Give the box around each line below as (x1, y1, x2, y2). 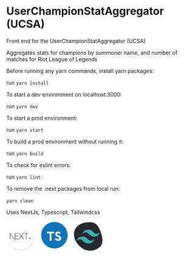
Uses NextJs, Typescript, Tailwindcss (6, 208, 100, 216)
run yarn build (6, 149, 44, 157)
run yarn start (6, 126, 44, 133)
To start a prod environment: (6, 114, 78, 122)
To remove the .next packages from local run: (6, 185, 120, 192)
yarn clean (6, 197, 34, 204)
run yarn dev (6, 102, 38, 110)
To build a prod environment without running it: (6, 138, 124, 145)
